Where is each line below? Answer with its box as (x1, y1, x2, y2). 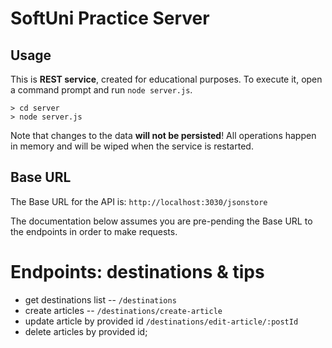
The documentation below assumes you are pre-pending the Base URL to (10, 215, 313, 227)
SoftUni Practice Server (10, 7, 210, 30)
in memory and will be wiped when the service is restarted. (10, 140, 254, 152)
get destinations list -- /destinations (24, 293, 177, 306)
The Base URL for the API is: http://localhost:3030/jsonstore (10, 195, 268, 207)
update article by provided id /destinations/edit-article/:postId (24, 315, 299, 327)
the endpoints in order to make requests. (10, 225, 178, 237)
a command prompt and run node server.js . (10, 84, 193, 96)
